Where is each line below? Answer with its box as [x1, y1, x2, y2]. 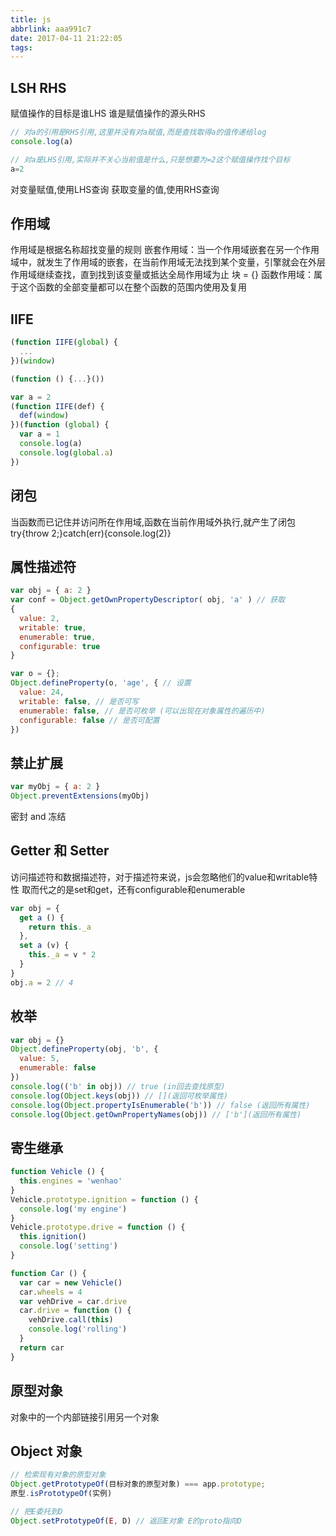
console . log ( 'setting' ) [19, 1241, 118, 1251]
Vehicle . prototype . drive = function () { [10, 1222, 186, 1233]
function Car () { [10, 1268, 87, 1278]
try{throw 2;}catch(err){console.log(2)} [10, 527, 172, 539]
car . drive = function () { [19, 1306, 132, 1316]
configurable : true [19, 641, 101, 651]
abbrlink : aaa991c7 [10, 24, 92, 34]
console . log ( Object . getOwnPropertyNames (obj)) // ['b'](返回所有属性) [10, 1109, 302, 1120]
